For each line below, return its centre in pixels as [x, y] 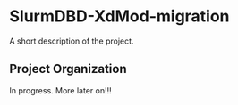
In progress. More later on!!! [60, 90]
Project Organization [68, 69]
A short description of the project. [72, 41]
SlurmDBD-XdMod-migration [119, 16]
